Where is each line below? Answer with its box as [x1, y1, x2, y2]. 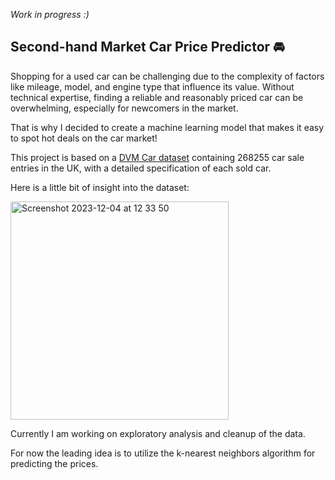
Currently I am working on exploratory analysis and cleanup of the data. [10, 427, 306, 439]
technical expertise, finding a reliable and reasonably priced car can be [10, 91, 304, 103]
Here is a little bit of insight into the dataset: [10, 181, 190, 193]
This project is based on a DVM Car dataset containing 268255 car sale [10, 151, 305, 163]
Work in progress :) [10, 9, 90, 20]
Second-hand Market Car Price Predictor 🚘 [10, 39, 285, 56]
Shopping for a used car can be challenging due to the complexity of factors [10, 70, 325, 82]
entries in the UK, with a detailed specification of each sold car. [10, 162, 272, 174]
